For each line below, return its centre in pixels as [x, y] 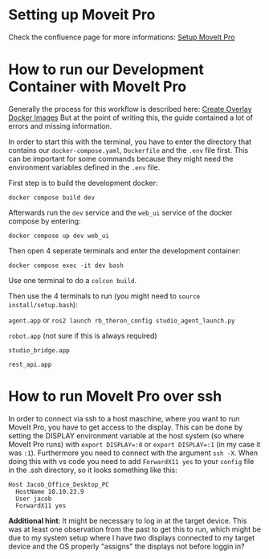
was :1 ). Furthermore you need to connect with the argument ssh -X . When [133, 453]
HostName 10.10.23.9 [50, 491]
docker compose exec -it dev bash [66, 265]
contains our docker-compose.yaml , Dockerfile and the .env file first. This [128, 150]
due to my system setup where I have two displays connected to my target [132, 537]
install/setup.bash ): [43, 304]
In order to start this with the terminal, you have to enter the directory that [130, 142]
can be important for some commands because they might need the [121, 158]
